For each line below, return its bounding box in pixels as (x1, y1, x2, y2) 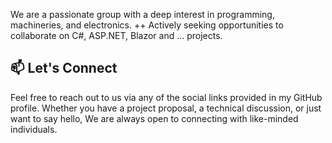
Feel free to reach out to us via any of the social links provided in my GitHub (10, 91, 323, 103)
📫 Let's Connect (10, 60, 118, 77)
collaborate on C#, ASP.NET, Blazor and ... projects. (10, 30, 223, 41)
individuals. (10, 123, 58, 135)
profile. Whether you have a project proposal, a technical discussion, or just (10, 102, 322, 114)
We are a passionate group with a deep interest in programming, (10, 9, 275, 20)
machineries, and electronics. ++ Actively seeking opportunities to (10, 19, 284, 31)
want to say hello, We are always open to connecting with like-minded (10, 112, 299, 124)
